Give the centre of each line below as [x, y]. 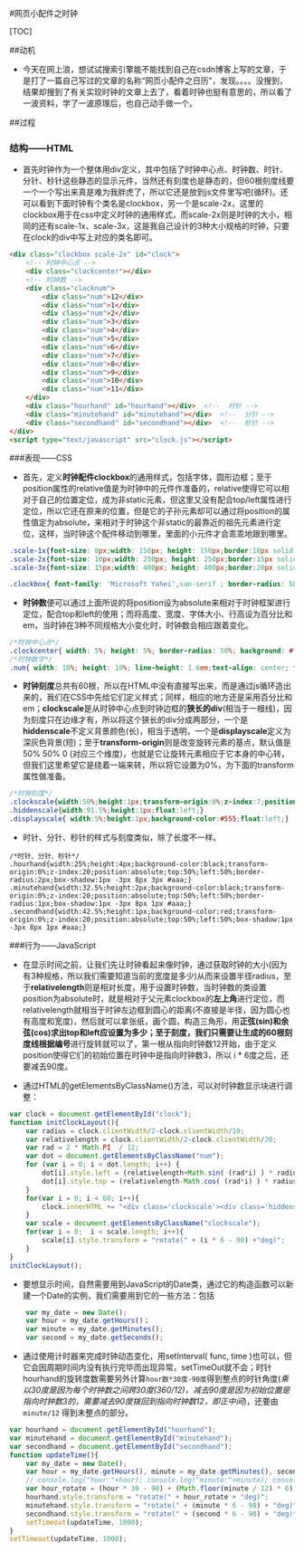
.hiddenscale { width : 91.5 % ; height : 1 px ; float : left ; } [107, 811]
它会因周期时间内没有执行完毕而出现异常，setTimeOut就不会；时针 [147, 1367]
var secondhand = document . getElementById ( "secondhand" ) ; [121, 1446]
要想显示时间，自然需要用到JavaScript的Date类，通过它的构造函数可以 [154, 1284]
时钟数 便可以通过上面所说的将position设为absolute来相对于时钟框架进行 [157, 602]
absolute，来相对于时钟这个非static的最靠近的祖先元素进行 [164, 522]
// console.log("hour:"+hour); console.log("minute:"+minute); [147, 1481]
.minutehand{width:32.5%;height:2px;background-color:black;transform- [147, 888]
